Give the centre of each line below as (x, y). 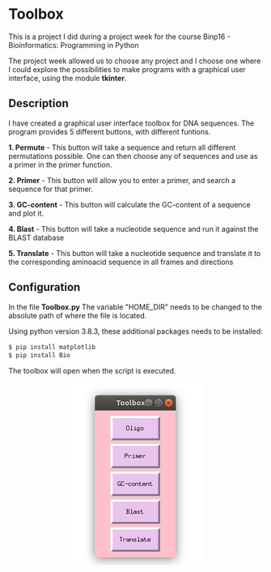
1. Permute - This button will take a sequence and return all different (122, 147)
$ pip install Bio (39, 356)
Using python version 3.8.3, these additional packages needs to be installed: (135, 331)
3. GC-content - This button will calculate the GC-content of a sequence (129, 204)
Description (38, 103)
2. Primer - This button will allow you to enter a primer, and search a (122, 180)
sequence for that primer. (51, 189)
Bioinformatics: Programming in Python (74, 45)
